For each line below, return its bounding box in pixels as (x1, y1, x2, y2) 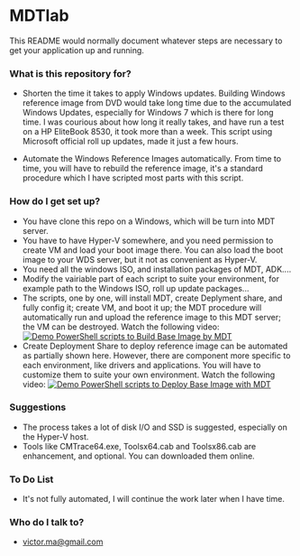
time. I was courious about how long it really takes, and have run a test (22, 116, 285, 127)
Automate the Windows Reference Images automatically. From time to (22, 153, 282, 164)
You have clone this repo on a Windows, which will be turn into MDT (22, 216, 276, 227)
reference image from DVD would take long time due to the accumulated (22, 97, 292, 108)
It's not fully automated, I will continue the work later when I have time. (22, 494, 286, 505)
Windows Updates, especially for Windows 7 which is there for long (22, 107, 274, 118)
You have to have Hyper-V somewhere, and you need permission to (22, 235, 274, 246)
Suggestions (9, 401, 67, 413)
